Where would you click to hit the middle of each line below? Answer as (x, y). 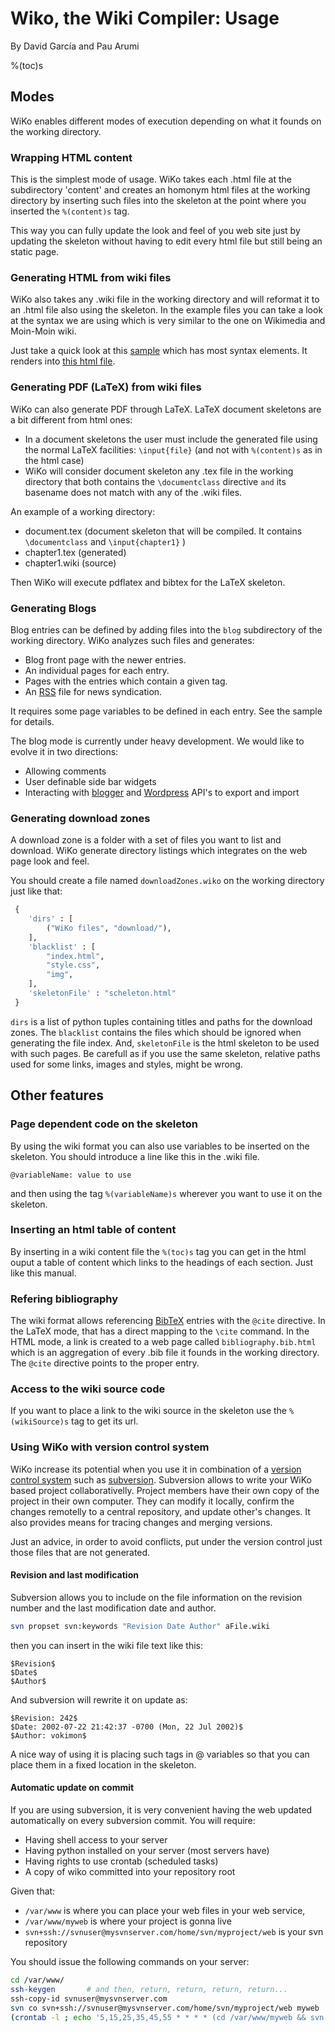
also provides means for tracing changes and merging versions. (141, 1522)
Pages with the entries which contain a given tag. (126, 681)
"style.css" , (73, 965)
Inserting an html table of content (93, 1230)
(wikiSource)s (40, 1422)
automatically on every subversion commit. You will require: (133, 1821)
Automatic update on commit (72, 1788)
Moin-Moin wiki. (43, 331)
